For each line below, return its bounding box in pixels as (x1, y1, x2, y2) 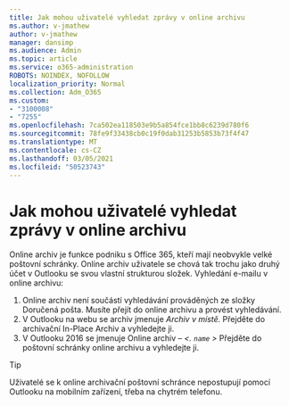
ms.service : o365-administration (9, 63, 134, 72)
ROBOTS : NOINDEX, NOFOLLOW (9, 71, 110, 80)
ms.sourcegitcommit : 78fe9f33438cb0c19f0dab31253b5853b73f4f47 (9, 129, 250, 138)
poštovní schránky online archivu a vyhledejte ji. (21, 343, 200, 353)
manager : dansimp (9, 37, 74, 47)
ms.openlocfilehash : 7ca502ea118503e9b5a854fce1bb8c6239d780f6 (9, 121, 250, 130)
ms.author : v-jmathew (9, 21, 90, 30)
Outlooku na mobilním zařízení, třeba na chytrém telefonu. (9, 386, 223, 397)
